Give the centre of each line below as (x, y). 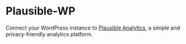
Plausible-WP (41, 11)
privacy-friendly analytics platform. (49, 34)
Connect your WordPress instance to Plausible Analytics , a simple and (93, 28)
